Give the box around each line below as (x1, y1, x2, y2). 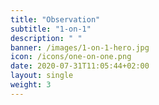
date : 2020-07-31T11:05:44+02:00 (10, 61, 150, 71)
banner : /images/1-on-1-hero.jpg (10, 42, 150, 53)
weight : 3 (10, 80, 52, 90)
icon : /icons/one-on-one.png (10, 52, 132, 62)
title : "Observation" (10, 14, 101, 25)
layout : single (10, 71, 74, 81)
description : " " (10, 33, 83, 43)
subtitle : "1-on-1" (10, 24, 92, 34)
